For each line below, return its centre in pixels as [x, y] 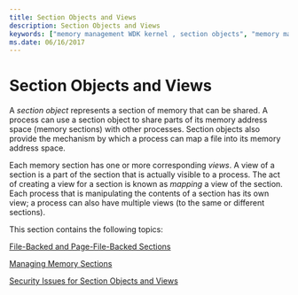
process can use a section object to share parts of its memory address [138, 120]
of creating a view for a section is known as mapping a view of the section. [146, 184]
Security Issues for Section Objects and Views [94, 281]
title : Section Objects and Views [73, 17]
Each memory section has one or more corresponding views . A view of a [142, 166]
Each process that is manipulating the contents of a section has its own [139, 194]
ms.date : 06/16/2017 [47, 42]
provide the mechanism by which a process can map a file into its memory [145, 139]
